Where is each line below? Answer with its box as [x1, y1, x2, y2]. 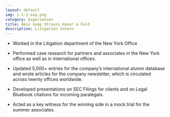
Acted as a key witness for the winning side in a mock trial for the [12, 101, 150, 107]
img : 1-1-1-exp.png [5, 12, 47, 17]
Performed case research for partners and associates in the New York [12, 50, 160, 56]
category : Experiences [5, 17, 53, 22]
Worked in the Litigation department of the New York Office [12, 40, 137, 46]
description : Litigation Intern [5, 26, 74, 32]
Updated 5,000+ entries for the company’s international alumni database [12, 66, 165, 72]
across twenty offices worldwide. [12, 76, 83, 82]
